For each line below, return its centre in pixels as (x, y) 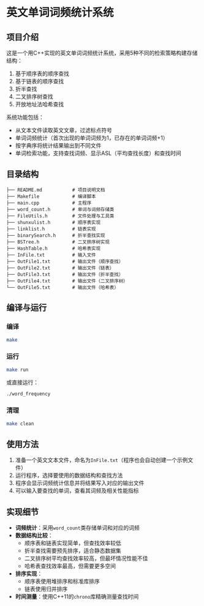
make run (17, 370)
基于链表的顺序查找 (40, 81)
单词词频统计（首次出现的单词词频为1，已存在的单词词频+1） (92, 138)
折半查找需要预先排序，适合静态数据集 (73, 551)
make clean (20, 424)
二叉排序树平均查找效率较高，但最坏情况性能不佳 (86, 558)
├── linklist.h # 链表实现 (51, 229)
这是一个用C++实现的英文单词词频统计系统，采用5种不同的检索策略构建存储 (102, 53)
